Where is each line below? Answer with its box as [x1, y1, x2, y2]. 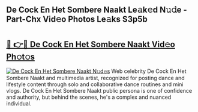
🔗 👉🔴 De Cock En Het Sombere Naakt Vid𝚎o [6, 39, 175, 49]
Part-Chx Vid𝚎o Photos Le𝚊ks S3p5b [6, 14, 148, 25]
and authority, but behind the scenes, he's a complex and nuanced [6, 93, 172, 101]
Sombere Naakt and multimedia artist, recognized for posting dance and [6, 75, 185, 81]
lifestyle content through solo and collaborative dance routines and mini [6, 81, 184, 88]
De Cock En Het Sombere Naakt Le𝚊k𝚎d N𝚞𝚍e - [6, 5, 187, 15]
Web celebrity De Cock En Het [111, 67, 187, 75]
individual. [6, 100, 32, 107]
